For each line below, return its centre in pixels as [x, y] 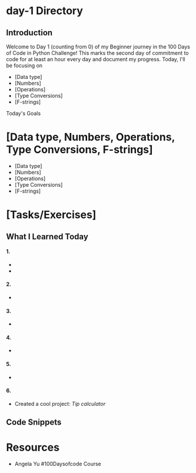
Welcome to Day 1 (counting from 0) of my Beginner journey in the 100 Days [98, 47]
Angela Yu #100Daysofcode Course [58, 464]
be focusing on [24, 65]
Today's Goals [24, 113]
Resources [33, 447]
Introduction [29, 33]
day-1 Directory [45, 11]
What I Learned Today [47, 236]
